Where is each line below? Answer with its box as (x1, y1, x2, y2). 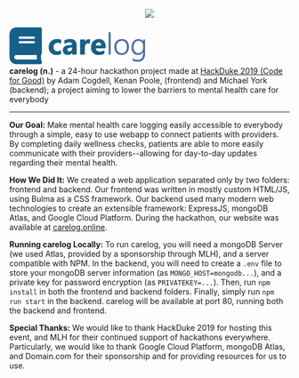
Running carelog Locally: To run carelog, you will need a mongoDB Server (9, 239, 283, 249)
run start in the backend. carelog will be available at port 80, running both (9, 296, 284, 306)
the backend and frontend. (9, 305, 107, 316)
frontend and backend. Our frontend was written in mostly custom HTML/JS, (9, 184, 290, 195)
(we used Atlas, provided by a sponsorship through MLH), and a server (9, 249, 270, 259)
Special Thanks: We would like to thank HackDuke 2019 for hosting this (9, 323, 273, 333)
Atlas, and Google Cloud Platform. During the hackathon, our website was (9, 213, 279, 222)
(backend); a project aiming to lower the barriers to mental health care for (9, 84, 279, 95)
